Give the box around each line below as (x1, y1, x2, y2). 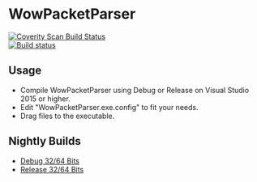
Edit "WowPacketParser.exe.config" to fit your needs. (19, 102, 199, 112)
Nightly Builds (8, 134, 81, 148)
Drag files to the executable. (19, 111, 115, 121)
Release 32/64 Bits (19, 164, 84, 174)
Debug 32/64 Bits (19, 155, 79, 166)
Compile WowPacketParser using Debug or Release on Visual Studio (19, 85, 250, 95)
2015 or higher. (19, 94, 71, 104)
